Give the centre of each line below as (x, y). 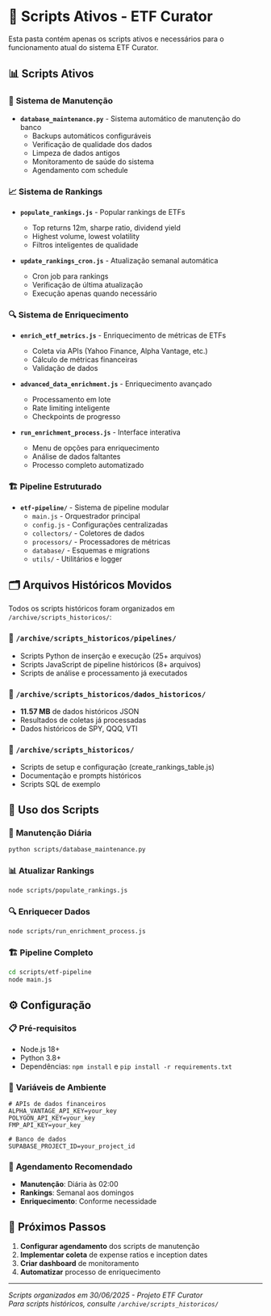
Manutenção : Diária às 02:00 (69, 1184)
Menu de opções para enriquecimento (96, 448)
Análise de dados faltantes (76, 456)
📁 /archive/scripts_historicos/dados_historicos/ (107, 694)
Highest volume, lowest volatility (85, 236)
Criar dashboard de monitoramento (79, 1263)
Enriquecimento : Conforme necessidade (88, 1201)
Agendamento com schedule (80, 170)
